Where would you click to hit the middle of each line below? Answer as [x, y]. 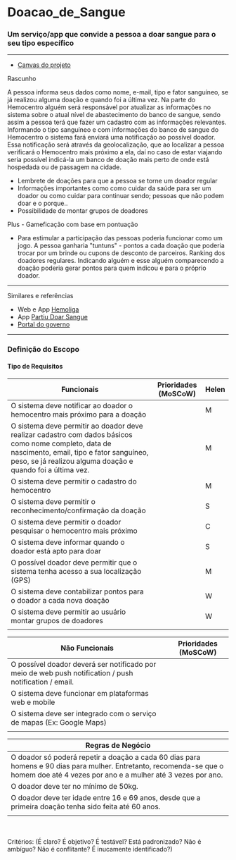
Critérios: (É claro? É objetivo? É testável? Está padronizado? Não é [104, 841]
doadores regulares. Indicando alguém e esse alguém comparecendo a [121, 261]
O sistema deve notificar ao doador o [72, 405]
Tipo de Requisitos [35, 366]
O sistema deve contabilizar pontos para [77, 591]
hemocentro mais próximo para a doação [79, 414]
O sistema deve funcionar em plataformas [80, 693]
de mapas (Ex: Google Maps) [59, 722]
